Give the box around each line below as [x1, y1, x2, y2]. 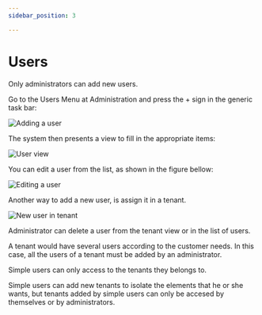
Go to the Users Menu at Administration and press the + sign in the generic [8, 94, 253, 104]
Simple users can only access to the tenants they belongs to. [8, 265, 207, 275]
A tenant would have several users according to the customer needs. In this [8, 241, 255, 251]
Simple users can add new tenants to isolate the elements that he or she [8, 280, 244, 290]
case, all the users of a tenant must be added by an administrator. [8, 249, 222, 259]
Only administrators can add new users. [8, 79, 139, 88]
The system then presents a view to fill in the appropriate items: [8, 133, 216, 143]
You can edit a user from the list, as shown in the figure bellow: [8, 164, 214, 174]
